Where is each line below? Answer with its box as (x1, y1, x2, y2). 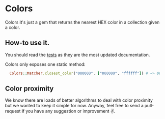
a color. (5, 24, 21, 30)
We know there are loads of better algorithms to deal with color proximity (5, 97, 153, 103)
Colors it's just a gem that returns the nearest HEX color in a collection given (5, 19, 160, 25)
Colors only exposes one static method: (5, 61, 86, 67)
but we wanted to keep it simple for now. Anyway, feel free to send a (5, 103, 144, 109)
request (5, 108, 21, 114)
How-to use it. (5, 39, 50, 47)
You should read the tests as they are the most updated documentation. (5, 52, 150, 58)
